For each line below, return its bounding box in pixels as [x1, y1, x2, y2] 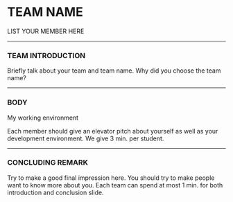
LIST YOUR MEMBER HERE [7, 27, 85, 35]
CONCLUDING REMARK [7, 158, 89, 167]
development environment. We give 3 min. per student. [7, 134, 164, 143]
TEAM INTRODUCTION [7, 50, 85, 60]
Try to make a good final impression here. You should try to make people [7, 174, 215, 182]
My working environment [7, 113, 78, 122]
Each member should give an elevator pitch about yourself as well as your [7, 127, 218, 135]
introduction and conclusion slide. [7, 188, 104, 196]
